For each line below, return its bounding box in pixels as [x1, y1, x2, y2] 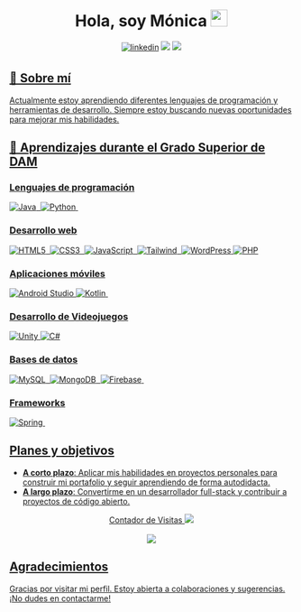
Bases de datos [9, 353, 78, 366]
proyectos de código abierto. [22, 496, 131, 506]
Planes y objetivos [9, 443, 114, 459]
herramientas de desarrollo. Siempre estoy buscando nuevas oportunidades [9, 104, 292, 115]
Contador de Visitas [109, 515, 183, 525]
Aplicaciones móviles [9, 267, 105, 280]
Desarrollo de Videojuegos [9, 310, 129, 322]
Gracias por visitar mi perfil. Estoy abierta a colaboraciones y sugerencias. [9, 583, 286, 594]
